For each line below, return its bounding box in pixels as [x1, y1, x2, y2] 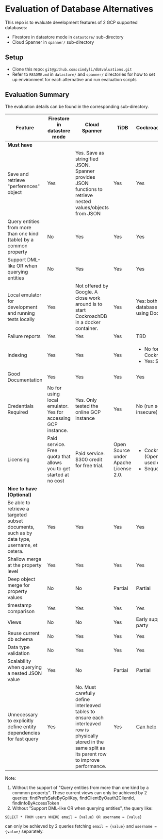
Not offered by [75, 282, 109, 289]
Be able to [7, 499, 31, 506]
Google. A [75, 288, 98, 295]
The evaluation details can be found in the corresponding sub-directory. [5, 103, 149, 109]
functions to [75, 186, 103, 192]
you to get [47, 465, 70, 472]
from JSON [75, 210, 101, 217]
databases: [5, 24, 28, 30]
